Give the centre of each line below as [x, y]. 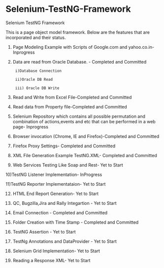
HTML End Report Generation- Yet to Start [56, 194]
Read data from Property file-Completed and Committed [70, 106]
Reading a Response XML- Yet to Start [51, 260]
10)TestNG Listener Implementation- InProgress [54, 174]
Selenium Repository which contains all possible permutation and [79, 116]
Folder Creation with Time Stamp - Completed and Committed [76, 222]
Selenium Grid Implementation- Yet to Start [56, 251]
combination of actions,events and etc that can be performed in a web [84, 121]
